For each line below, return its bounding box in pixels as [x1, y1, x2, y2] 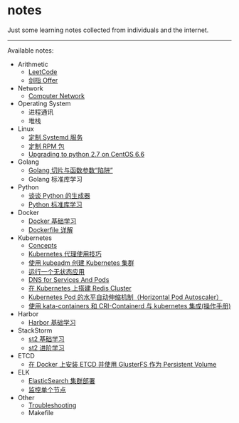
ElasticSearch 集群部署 [28, 376, 96, 385]
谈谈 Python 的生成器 [28, 191, 91, 199]
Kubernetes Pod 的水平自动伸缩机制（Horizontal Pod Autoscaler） [28, 293, 223, 301]
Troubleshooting [28, 401, 77, 409]
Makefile [28, 408, 54, 417]
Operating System [17, 99, 71, 108]
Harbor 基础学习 [28, 318, 76, 326]
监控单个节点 [28, 385, 66, 394]
